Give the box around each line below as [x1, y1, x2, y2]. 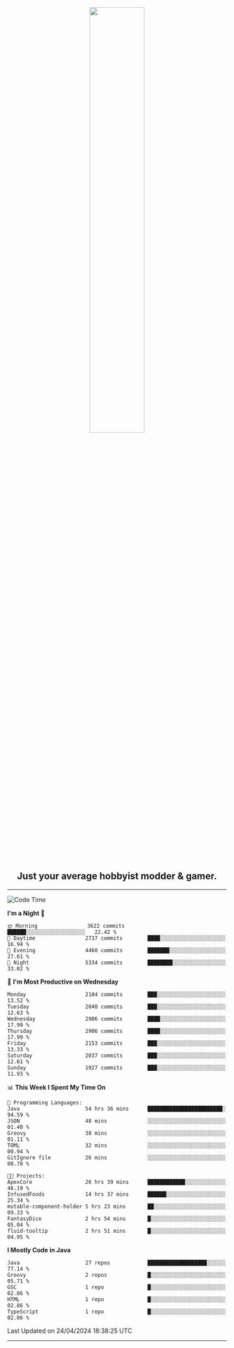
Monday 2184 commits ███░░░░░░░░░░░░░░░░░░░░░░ [7, 991, 226, 998]
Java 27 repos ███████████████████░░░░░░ [7, 1259, 226, 1266]
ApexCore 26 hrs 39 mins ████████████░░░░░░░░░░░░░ [7, 1178, 226, 1185]
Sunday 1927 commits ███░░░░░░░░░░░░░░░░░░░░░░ [7, 1064, 226, 1071]
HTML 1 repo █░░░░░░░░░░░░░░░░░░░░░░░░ [7, 1296, 226, 1303]
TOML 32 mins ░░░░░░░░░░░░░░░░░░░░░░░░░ [7, 1141, 226, 1149]
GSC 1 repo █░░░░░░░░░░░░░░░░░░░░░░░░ [7, 1284, 226, 1291]
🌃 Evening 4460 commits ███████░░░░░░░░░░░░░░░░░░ [7, 947, 226, 954]
